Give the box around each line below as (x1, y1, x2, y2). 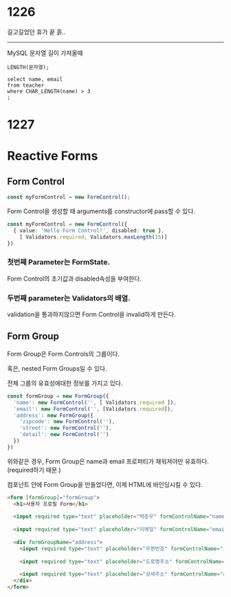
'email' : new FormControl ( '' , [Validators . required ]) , (13, 405, 174, 413)
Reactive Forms (7, 149, 98, 164)
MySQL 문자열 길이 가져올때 (7, 49, 83, 57)
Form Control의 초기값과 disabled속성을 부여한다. (7, 274, 142, 283)
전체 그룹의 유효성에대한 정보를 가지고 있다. (7, 379, 123, 387)
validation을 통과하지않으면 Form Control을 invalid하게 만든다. (7, 310, 177, 318)
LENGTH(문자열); (7, 63, 49, 71)
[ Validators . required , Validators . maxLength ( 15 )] (19, 233, 168, 241)
